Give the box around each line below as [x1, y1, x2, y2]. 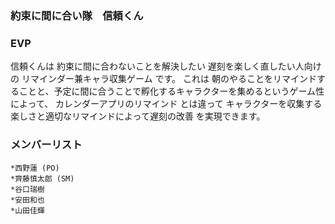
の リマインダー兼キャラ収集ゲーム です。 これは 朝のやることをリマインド [10, 73, 317, 85]
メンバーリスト [10, 138, 83, 152]
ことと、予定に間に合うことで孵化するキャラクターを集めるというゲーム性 [18, 85, 325, 97]
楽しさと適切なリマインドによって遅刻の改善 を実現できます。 [10, 110, 266, 122]
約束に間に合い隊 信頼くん [10, 8, 144, 22]
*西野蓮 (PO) [10, 163, 60, 173]
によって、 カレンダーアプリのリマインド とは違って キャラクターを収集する [10, 98, 323, 110]
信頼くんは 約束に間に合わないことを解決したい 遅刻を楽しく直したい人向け [10, 60, 322, 72]
